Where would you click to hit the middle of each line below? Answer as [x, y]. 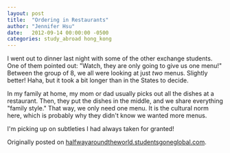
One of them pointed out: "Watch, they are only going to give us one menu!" [114, 66]
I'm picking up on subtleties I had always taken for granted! [91, 129]
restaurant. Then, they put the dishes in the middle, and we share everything [115, 101]
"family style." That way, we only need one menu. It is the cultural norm [108, 108]
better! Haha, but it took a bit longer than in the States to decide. [98, 80]
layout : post [26, 13]
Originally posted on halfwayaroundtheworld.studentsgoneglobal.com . [107, 142]
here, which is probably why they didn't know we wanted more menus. [107, 116]
